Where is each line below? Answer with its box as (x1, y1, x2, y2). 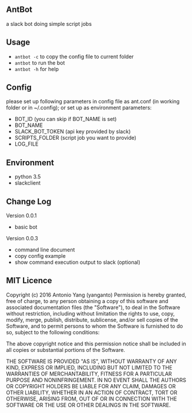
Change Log (6, 196, 52, 206)
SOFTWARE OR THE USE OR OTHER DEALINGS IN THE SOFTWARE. (6, 401, 171, 408)
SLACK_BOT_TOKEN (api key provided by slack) (14, 128, 131, 135)
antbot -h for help (14, 65, 59, 72)
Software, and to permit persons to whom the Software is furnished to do (6, 323, 183, 330)
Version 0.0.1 (6, 212, 37, 219)
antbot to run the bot (14, 59, 65, 66)
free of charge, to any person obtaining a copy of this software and (6, 297, 169, 304)
